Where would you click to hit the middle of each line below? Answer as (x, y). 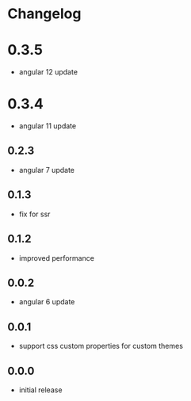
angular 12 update (48, 72)
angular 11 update (48, 126)
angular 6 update (47, 302)
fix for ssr (34, 214)
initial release (40, 390)
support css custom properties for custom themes (101, 346)
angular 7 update (47, 170)
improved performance (56, 258)
